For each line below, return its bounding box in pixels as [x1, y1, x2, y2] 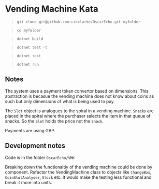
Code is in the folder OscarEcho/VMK [5, 155, 75, 160]
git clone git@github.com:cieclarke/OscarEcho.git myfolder [16, 19, 141, 24]
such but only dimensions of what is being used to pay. [5, 98, 115, 104]
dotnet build [16, 36, 43, 41]
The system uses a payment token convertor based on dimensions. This [5, 88, 149, 94]
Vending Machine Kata [5, 3, 98, 15]
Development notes [5, 142, 65, 150]
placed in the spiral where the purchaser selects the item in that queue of [5, 113, 151, 119]
